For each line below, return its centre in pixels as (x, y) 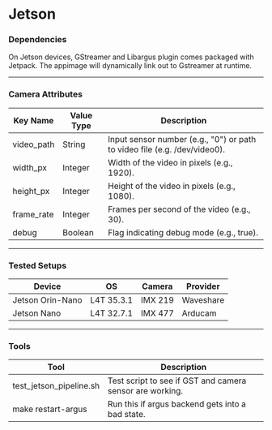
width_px (30, 167)
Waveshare (203, 300)
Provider (203, 286)
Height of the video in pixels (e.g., (172, 186)
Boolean (79, 232)
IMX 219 (157, 300)
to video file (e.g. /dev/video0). (166, 149)
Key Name (34, 120)
